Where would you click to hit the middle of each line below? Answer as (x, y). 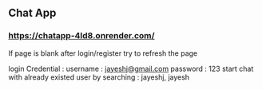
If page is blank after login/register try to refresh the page (103, 53)
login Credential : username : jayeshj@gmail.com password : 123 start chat (131, 68)
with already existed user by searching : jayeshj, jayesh (99, 77)
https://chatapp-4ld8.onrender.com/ (81, 36)
